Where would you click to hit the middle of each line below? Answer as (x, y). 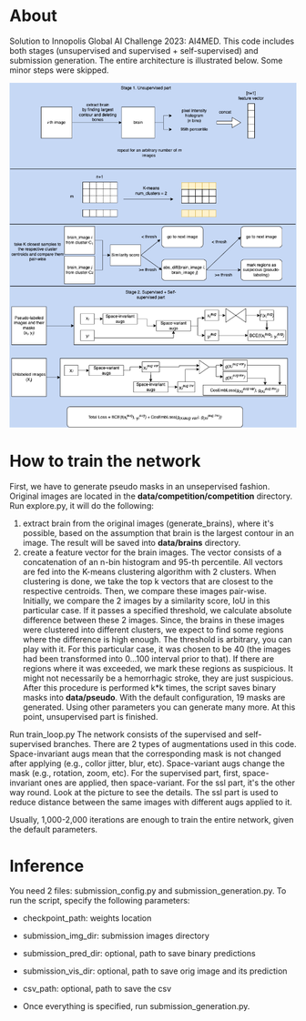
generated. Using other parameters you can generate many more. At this (159, 707)
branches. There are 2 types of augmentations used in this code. (175, 743)
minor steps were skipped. (59, 70)
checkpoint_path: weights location (87, 918)
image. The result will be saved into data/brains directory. (132, 542)
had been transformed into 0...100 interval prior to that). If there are (148, 658)
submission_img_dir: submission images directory (116, 936)
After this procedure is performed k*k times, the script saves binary (149, 687)
